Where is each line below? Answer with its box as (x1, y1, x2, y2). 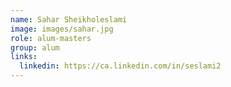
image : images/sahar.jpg (10, 24, 114, 34)
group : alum (10, 42, 60, 53)
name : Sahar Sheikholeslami (10, 14, 128, 25)
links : (10, 52, 38, 62)
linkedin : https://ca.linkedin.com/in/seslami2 (19, 61, 222, 71)
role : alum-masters (10, 33, 92, 43)
